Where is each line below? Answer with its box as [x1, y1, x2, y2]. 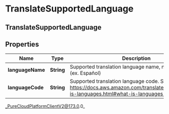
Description [122, 55, 151, 62]
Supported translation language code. [69, 78, 159, 85]
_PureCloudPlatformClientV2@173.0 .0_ [5, 103, 86, 109]
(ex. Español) [69, 70, 102, 77]
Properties [5, 40, 39, 48]
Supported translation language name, [69, 63, 160, 70]
